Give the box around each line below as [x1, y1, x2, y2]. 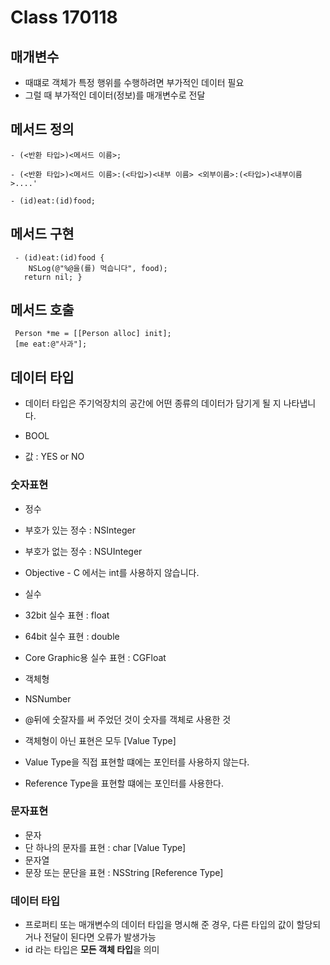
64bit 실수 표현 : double [24, 630, 120, 642]
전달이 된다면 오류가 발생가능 [43, 931, 157, 943]
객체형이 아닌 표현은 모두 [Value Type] [24, 734, 177, 746]
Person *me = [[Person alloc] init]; [14, 329, 172, 339]
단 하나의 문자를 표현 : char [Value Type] [24, 841, 187, 853]
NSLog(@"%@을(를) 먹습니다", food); [28, 263, 168, 273]
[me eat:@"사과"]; [14, 339, 88, 350]
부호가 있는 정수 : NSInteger [24, 524, 136, 536]
